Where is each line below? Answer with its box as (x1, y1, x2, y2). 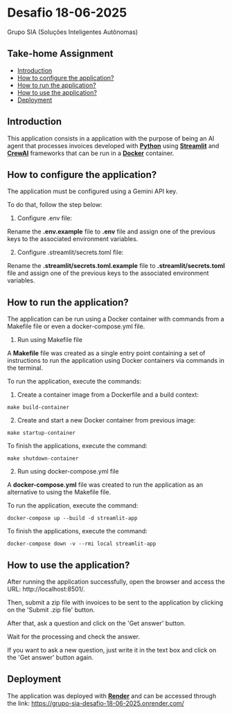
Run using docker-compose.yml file (17, 467, 119, 476)
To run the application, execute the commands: (7, 377, 142, 386)
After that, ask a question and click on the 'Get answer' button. (7, 619, 186, 627)
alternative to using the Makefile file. (7, 488, 111, 497)
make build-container (7, 404, 70, 411)
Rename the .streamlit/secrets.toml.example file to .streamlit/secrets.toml (7, 262, 225, 270)
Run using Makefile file (17, 336, 83, 344)
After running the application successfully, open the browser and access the (7, 578, 225, 586)
